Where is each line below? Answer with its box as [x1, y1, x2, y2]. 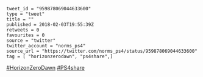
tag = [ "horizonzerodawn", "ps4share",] [6, 53, 113, 59]
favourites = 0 [6, 32, 45, 38]
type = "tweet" [6, 11, 45, 17]
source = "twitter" [6, 38, 56, 44]
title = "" [6, 16, 34, 22]
